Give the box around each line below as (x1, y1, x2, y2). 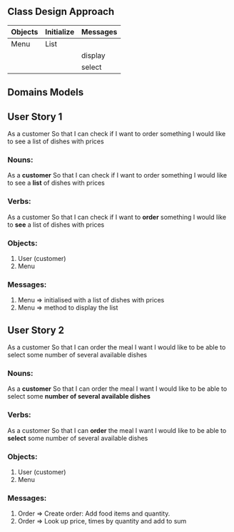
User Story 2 (7, 324, 65, 336)
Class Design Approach (7, 6, 115, 18)
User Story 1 (7, 111, 63, 123)
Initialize (45, 26, 75, 36)
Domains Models (7, 86, 84, 98)
